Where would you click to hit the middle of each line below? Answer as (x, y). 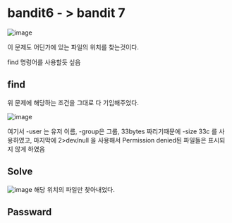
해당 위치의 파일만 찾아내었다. (74, 189)
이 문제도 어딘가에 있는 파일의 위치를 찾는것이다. (73, 47)
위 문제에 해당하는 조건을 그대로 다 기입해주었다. (73, 102)
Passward (30, 212)
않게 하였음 (30, 149)
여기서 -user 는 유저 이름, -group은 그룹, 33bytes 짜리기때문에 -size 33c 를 (112, 131)
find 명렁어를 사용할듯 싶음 (44, 62)
